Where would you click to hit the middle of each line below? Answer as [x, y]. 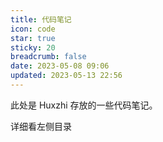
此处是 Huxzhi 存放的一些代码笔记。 [84, 105]
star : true [33, 38]
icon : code [33, 29]
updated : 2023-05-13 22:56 [66, 76]
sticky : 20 [33, 47]
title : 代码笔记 [41, 19]
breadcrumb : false [48, 57]
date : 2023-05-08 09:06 [60, 66]
